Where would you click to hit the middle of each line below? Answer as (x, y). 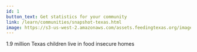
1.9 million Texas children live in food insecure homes (70, 44)
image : (14, 27)
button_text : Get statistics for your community (67, 17)
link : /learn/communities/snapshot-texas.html (64, 22)
